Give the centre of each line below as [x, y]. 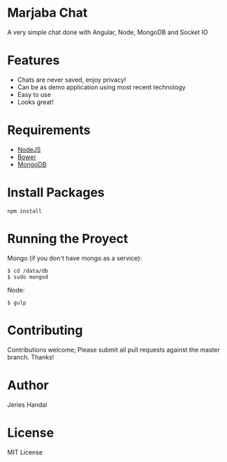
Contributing [45, 330]
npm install [24, 211]
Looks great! [35, 102]
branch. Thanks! [31, 357]
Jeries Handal [27, 404]
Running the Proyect [68, 238]
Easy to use [34, 94]
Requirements [49, 130]
